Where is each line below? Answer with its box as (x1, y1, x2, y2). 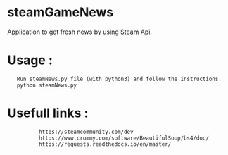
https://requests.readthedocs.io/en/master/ (38, 140, 172, 148)
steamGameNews (7, 4, 114, 20)
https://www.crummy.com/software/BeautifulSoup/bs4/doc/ (38, 135, 210, 142)
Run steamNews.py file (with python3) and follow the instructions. (16, 75, 222, 82)
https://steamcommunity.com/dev (38, 128, 134, 135)
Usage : (7, 52, 53, 68)
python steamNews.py (16, 82, 77, 89)
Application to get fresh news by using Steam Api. (7, 27, 153, 36)
